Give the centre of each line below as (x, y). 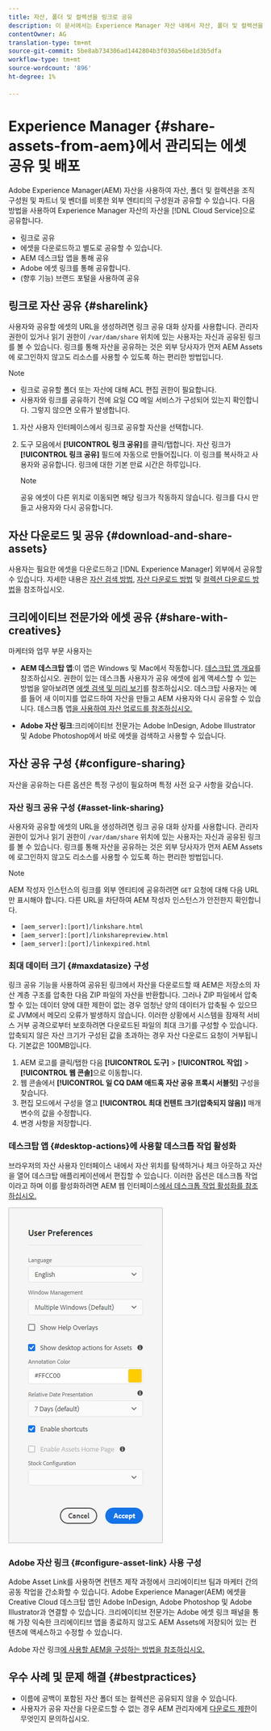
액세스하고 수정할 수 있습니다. (76, 1632)
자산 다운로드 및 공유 (56, 535)
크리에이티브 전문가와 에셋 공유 (81, 617)
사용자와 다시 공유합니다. (74, 508)
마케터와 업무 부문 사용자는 (50, 651)
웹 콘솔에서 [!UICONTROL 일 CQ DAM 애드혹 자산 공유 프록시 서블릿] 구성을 (140, 1083)
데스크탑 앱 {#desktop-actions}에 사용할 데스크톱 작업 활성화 (122, 1146)
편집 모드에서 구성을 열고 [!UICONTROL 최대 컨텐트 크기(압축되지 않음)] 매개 (140, 1103)
